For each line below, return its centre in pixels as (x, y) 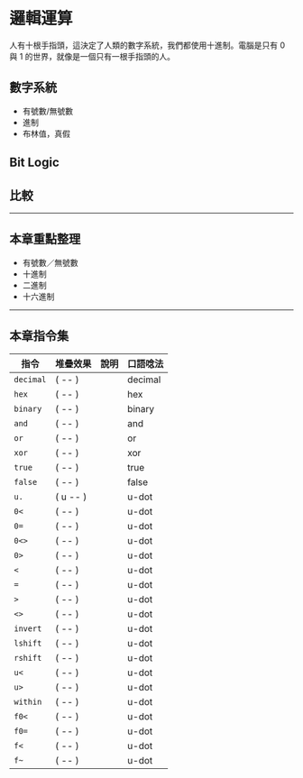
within (28, 701)
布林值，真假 (46, 133)
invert (28, 628)
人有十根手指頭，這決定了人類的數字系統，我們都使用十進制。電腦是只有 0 (147, 45)
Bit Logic (35, 163)
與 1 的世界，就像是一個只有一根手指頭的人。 (92, 56)
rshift (28, 658)
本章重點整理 (45, 239)
